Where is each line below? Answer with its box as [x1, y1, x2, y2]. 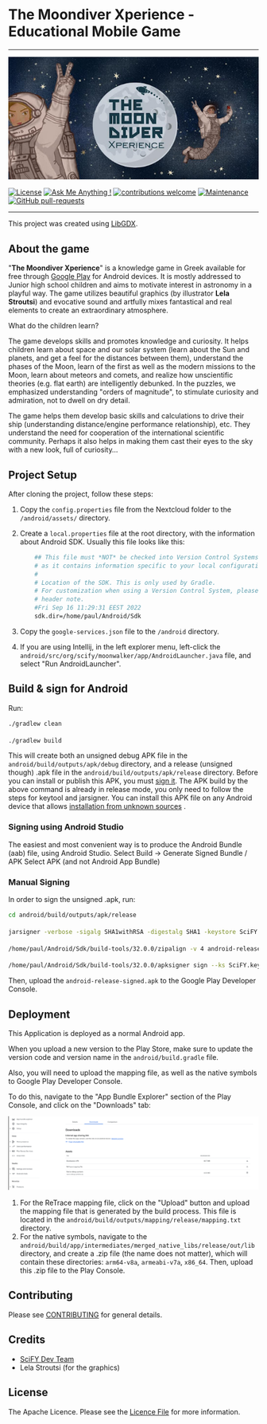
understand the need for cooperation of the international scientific [8, 428, 225, 437]
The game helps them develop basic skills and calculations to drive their [8, 411, 245, 421]
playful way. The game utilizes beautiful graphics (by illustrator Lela [8, 288, 230, 298]
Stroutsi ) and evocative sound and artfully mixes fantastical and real [8, 297, 233, 307]
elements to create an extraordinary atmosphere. [8, 305, 168, 316]
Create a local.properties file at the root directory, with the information [19, 528, 256, 538]
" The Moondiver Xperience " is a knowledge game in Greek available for [8, 263, 246, 273]
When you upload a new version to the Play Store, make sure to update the [8, 1044, 253, 1053]
